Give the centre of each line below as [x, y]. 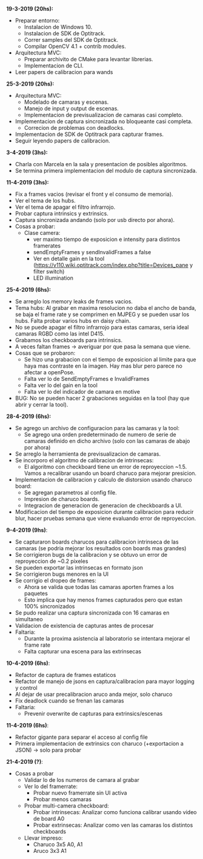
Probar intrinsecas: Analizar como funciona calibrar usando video [115, 812]
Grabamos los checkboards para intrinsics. [69, 340]
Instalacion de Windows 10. [58, 27]
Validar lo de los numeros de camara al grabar [82, 780]
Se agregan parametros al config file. [70, 493]
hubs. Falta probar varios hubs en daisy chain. [73, 321]
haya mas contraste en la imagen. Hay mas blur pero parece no [103, 366]
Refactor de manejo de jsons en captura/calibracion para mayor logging [105, 681]
